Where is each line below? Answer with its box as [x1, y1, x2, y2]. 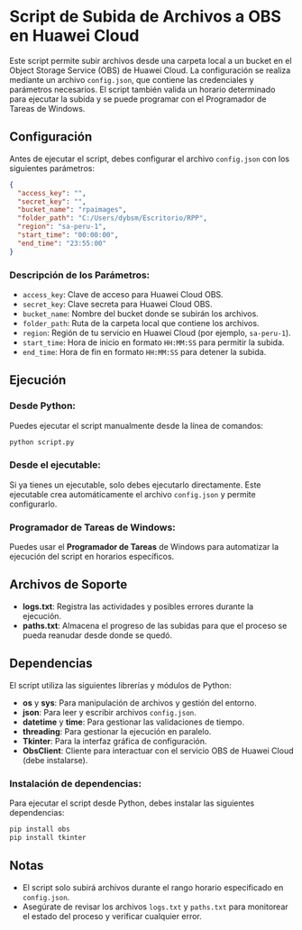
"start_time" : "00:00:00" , [17, 231, 119, 240]
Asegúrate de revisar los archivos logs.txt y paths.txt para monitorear [22, 901, 288, 912]
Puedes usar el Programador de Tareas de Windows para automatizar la [9, 542, 279, 552]
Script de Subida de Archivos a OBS [9, 6, 282, 27]
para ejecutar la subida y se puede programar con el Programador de [9, 93, 267, 105]
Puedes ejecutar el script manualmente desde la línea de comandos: [9, 420, 264, 431]
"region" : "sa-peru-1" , [17, 223, 106, 232]
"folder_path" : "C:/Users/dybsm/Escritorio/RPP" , [17, 214, 207, 223]
